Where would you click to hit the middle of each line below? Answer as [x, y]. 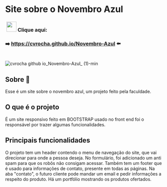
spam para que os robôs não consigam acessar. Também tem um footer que [83, 163]
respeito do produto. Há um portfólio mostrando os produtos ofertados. [79, 179]
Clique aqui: [32, 30]
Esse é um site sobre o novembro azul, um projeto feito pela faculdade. [78, 92]
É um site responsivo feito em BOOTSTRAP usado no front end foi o [75, 119]
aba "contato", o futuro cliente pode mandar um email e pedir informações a [83, 173]
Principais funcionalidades [48, 141]
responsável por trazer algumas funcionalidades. [55, 124]
